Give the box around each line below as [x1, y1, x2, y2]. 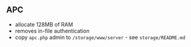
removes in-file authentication [14, 27, 90, 34]
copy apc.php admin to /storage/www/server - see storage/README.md [14, 33, 186, 41]
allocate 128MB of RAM [14, 20, 74, 28]
